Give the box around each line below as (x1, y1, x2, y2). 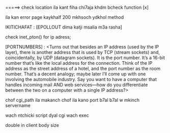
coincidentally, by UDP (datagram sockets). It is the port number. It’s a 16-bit (5, 55, 165, 61)
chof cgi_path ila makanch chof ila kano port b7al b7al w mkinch (5, 97, 140, 103)
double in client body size (5, 122, 60, 128)
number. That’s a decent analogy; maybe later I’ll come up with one (5, 71, 146, 77)
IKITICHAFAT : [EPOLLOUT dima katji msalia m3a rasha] (5, 24, 122, 30)
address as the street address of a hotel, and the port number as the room (5, 66, 161, 71)
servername (5, 102, 31, 109)
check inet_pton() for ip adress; (5, 34, 71, 40)
